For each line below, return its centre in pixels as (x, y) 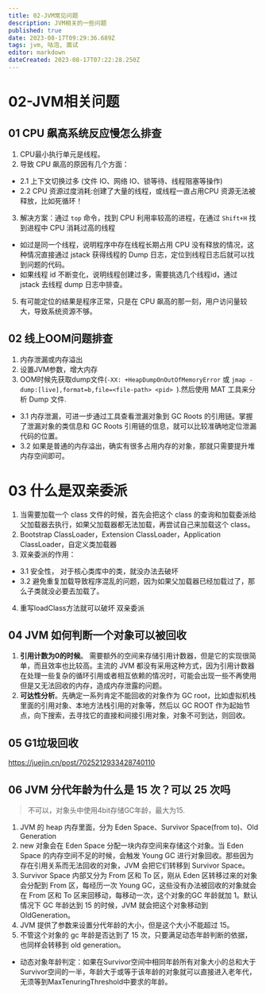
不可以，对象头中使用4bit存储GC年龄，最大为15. (106, 810)
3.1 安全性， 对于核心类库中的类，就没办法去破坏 (99, 571)
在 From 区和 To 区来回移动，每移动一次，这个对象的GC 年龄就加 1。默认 (139, 895)
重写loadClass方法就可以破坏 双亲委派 (82, 608)
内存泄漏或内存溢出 (51, 359)
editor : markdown (37, 52)
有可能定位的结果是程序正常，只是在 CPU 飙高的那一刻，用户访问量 (130, 301)
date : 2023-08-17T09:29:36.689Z (62, 38)
